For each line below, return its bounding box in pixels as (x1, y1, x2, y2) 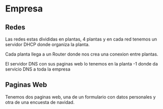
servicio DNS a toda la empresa (5, 66, 71, 72)
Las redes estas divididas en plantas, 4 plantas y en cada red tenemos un (5, 36, 157, 42)
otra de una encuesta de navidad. (5, 99, 75, 105)
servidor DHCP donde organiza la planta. (5, 41, 90, 47)
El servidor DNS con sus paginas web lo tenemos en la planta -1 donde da (5, 61, 158, 66)
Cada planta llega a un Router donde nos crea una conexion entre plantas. (5, 51, 158, 57)
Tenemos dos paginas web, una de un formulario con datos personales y (5, 93, 156, 100)
